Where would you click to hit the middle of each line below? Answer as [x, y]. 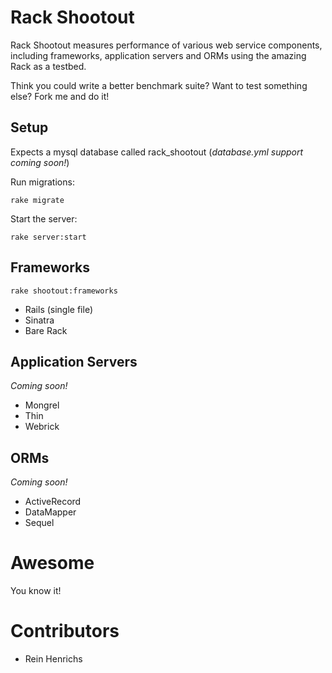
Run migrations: [42, 182]
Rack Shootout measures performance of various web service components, [166, 45]
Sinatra [39, 320]
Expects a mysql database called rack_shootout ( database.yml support [157, 152]
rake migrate [37, 200]
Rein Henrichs [53, 659]
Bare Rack [46, 330]
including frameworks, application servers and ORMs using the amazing [158, 55]
